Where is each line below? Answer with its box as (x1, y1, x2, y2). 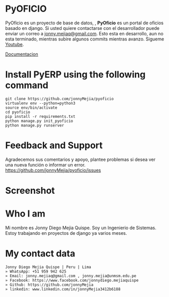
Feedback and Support (5, 140, 103, 151)
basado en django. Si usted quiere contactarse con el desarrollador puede (5, 25, 160, 31)
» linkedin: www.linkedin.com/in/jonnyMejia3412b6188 (5, 286, 121, 291)
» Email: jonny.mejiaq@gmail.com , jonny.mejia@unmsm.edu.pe (5, 273, 137, 278)
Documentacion (5, 51, 39, 57)
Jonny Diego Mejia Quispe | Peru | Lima (5, 264, 92, 270)
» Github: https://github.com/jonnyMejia (5, 282, 94, 287)
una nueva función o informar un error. (5, 161, 86, 167)
